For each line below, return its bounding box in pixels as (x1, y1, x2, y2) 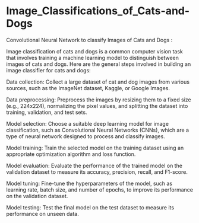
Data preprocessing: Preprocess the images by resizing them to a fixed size (6, 96, 191, 103)
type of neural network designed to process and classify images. (6, 132, 165, 140)
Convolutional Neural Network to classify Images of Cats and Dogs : (6, 36, 173, 43)
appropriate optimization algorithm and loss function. (6, 150, 136, 158)
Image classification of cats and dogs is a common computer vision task (6, 47, 183, 55)
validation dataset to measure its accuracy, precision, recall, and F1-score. (6, 168, 188, 176)
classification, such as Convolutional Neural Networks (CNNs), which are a (6, 126, 189, 133)
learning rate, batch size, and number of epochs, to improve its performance (6, 186, 194, 193)
